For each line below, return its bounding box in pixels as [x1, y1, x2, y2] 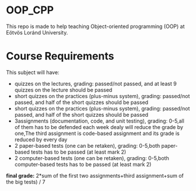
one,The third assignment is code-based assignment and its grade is [14, 130, 180, 137]
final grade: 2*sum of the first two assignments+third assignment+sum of [6, 172, 184, 179]
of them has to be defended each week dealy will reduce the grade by [14, 123, 184, 130]
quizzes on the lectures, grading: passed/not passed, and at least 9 [14, 80, 177, 87]
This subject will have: [6, 68, 60, 76]
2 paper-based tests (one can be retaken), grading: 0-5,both [14, 142, 160, 149]
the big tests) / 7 [6, 178, 45, 185]
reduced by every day [14, 136, 68, 143]
